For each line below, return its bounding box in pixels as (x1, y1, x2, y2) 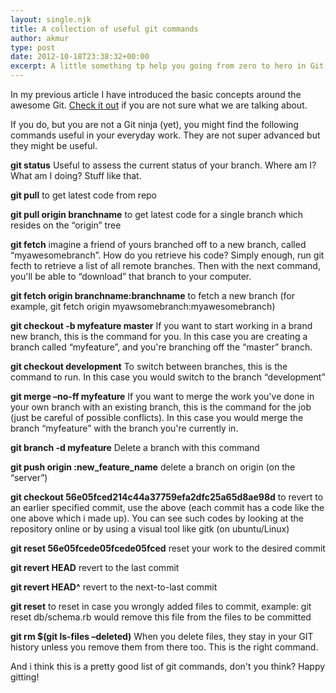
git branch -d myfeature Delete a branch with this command (10, 442, 260, 453)
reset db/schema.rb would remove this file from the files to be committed (10, 611, 312, 623)
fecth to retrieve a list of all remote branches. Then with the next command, (10, 260, 321, 271)
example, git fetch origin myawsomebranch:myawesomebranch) (10, 301, 276, 312)
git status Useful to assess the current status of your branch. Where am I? (10, 159, 317, 171)
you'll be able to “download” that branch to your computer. (10, 271, 252, 282)
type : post (10, 42, 56, 53)
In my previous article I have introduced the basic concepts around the (10, 89, 302, 100)
